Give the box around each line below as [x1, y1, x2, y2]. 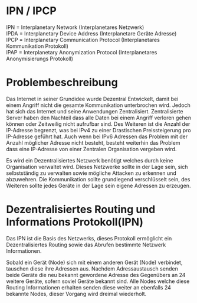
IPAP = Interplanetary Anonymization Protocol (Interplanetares [6, 48, 157, 56]
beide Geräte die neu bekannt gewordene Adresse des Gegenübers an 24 [6, 271, 186, 278]
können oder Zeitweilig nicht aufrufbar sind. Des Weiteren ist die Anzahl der [6, 120, 191, 128]
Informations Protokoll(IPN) [6, 216, 143, 229]
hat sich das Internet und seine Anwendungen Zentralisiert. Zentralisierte [6, 107, 183, 115]
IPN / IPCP [6, 4, 57, 18]
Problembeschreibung [6, 76, 118, 89]
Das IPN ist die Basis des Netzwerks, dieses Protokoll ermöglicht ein [6, 234, 172, 242]
